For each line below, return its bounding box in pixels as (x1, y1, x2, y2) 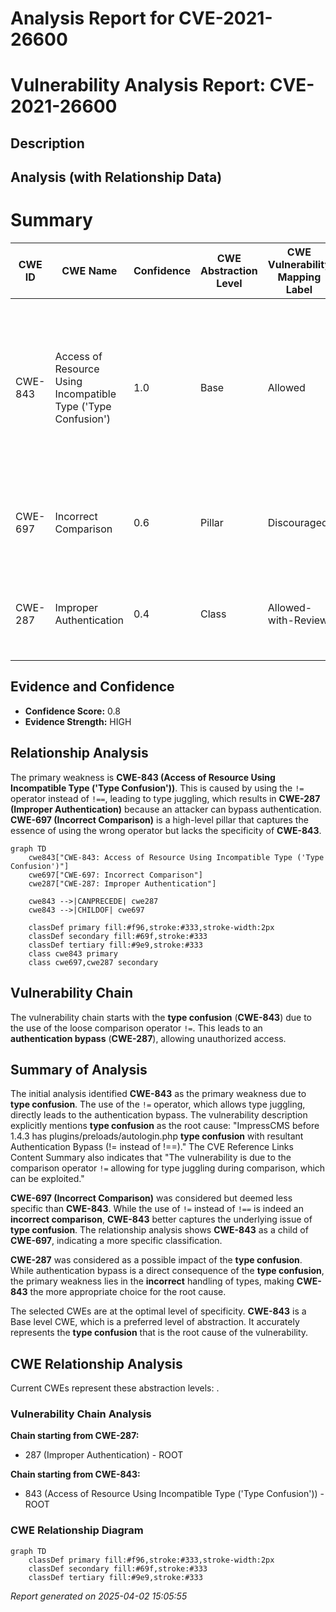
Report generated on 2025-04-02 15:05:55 (10, 1590, 188, 1602)
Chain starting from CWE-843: (10, 1468, 141, 1481)
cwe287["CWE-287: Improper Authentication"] (28, 878, 217, 889)
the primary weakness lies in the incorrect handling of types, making (10, 1275, 295, 1287)
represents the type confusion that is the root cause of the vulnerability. (10, 1327, 309, 1339)
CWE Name (61, 264, 118, 278)
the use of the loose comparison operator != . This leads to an (10, 1022, 263, 1034)
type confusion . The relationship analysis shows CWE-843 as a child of (10, 1224, 309, 1236)
